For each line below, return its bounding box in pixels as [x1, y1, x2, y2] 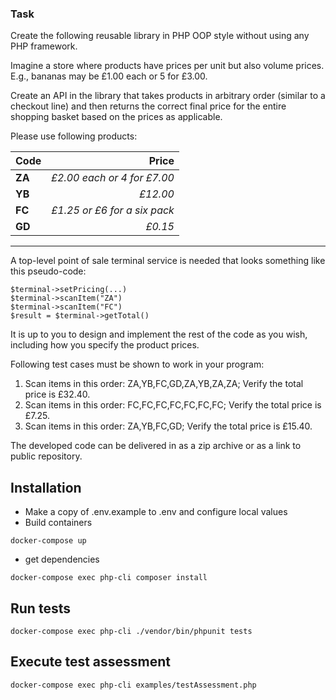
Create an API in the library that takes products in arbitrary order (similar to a [10, 90, 326, 102]
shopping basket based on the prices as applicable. [10, 111, 223, 123]
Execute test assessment [10, 653, 172, 671]
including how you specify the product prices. [10, 339, 200, 351]
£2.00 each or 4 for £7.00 [51, 171, 175, 185]
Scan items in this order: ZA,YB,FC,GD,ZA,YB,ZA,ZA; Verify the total [24, 378, 304, 390]
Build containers [24, 517, 93, 529]
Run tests [10, 600, 71, 617]
